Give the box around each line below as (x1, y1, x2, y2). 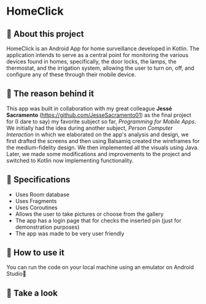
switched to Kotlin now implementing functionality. (6, 157, 134, 164)
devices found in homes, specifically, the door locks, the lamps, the (6, 58, 177, 65)
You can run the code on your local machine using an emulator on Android (6, 264, 194, 271)
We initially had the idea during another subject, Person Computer (6, 124, 173, 132)
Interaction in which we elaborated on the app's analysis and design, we (6, 130, 189, 138)
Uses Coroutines (15, 204, 58, 211)
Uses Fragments (15, 197, 57, 204)
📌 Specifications (6, 174, 71, 185)
